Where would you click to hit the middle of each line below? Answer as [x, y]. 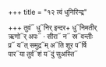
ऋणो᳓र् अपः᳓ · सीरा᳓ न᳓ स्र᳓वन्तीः [51, 36]
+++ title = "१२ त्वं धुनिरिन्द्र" [48, 12]
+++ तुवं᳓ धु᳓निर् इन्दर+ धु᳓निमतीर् [53, 28]
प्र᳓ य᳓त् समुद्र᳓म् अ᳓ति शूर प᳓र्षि [48, 45]
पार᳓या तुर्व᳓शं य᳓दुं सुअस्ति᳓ [43, 54]
